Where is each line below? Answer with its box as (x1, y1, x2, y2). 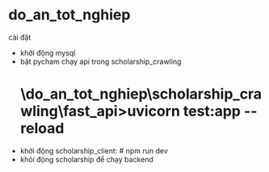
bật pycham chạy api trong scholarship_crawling (19, 57, 182, 66)
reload (19, 120, 65, 138)
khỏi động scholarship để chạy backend (19, 154, 153, 164)
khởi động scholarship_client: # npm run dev (19, 145, 168, 155)
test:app (183, 103, 241, 120)
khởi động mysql (19, 48, 76, 57)
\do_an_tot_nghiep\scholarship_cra (19, 85, 263, 103)
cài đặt (8, 32, 32, 42)
